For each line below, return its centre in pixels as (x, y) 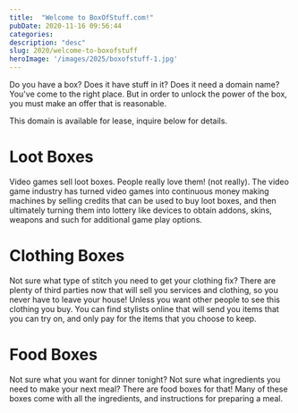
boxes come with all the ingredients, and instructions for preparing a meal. (146, 398)
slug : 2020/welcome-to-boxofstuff (74, 51)
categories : (31, 34)
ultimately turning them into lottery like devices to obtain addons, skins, (141, 210)
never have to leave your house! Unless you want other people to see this (145, 299)
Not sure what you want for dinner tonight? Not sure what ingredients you (145, 379)
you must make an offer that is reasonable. (88, 103)
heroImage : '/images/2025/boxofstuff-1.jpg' (94, 59)
